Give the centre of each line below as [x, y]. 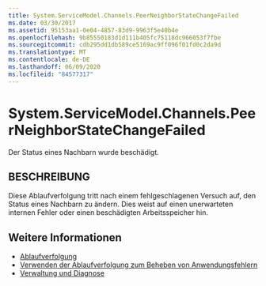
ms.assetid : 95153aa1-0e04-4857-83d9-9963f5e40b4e [93, 30]
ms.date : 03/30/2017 [42, 23]
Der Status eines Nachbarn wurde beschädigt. [84, 152]
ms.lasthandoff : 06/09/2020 [55, 67]
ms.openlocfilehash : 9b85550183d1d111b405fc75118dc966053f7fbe [115, 38]
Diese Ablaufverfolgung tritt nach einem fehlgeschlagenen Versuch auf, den [132, 196]
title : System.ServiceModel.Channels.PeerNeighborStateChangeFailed [123, 15]
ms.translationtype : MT [47, 52]
